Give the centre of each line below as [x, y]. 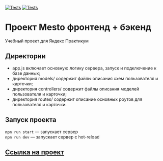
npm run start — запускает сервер [41, 132]
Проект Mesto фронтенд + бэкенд [78, 27]
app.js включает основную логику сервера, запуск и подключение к [84, 68]
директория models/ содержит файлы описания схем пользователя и [85, 78]
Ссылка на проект [35, 152]
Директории [25, 56]
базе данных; [26, 73]
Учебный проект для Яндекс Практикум [47, 41]
